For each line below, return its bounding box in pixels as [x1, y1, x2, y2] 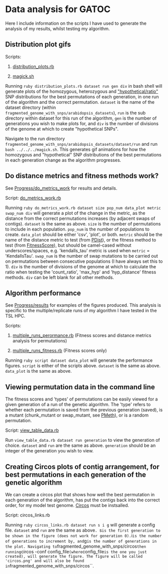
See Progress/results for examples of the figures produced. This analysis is [5, 302, 161, 308]
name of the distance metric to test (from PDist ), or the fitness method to [5, 237, 156, 243]
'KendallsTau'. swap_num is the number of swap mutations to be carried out [5, 253, 158, 259]
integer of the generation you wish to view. [5, 448, 94, 454]
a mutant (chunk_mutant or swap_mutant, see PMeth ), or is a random [5, 412, 149, 418]
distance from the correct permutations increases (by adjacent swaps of [5, 215, 155, 221]
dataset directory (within [5, 104, 56, 110]
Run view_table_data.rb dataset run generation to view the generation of [5, 437, 160, 443]
